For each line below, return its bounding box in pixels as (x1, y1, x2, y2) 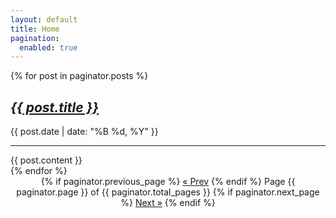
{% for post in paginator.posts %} (10, 70, 149, 82)
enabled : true (19, 42, 78, 53)
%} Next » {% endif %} (120, 197, 216, 209)
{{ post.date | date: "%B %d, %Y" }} (10, 126, 159, 138)
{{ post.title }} (10, 99, 100, 116)
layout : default (10, 14, 78, 25)
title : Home (10, 24, 60, 34)
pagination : (10, 33, 60, 43)
